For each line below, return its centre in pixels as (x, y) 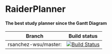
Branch (34, 36)
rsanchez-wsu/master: (35, 45)
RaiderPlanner (35, 9)
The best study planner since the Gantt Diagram (56, 23)
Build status (83, 36)
